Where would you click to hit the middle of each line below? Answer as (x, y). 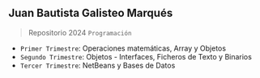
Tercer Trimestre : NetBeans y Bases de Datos (98, 65)
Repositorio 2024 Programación (80, 32)
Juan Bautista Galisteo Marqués (91, 13)
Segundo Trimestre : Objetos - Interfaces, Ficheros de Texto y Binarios (136, 56)
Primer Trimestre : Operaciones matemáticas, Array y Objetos (123, 48)
